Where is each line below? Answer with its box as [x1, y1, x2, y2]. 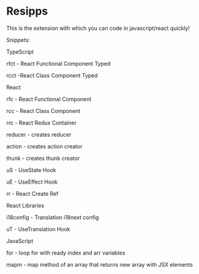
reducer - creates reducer [6, 131, 72, 138]
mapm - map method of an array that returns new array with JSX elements [6, 261, 194, 268]
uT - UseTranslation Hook [6, 225, 71, 233]
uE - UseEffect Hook [6, 178, 58, 186]
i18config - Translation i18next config [6, 214, 99, 221]
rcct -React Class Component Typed [6, 71, 99, 79]
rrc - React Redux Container [6, 119, 77, 126]
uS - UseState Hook [6, 166, 57, 173]
